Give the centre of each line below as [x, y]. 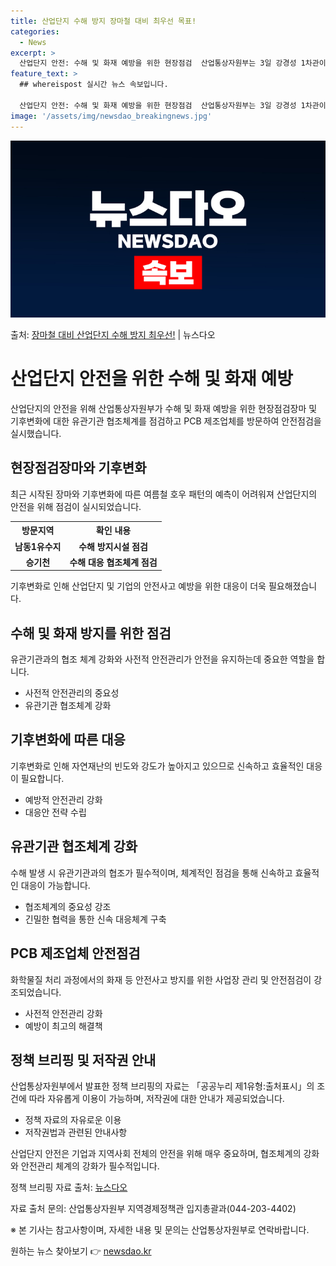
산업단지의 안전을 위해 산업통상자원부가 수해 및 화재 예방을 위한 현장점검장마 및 [164, 408]
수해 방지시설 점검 [113, 546]
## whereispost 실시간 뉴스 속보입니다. [94, 85]
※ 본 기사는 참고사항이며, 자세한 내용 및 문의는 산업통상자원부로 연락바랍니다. [160, 1230]
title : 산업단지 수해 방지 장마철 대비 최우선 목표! [103, 21]
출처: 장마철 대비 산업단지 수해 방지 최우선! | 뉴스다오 [113, 334]
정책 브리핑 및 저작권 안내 [83, 1060]
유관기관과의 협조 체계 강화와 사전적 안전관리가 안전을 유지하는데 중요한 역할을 [162, 659]
